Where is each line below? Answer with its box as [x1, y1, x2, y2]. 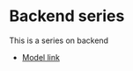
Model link [21, 52, 60, 62]
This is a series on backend [9, 35, 108, 46]
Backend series [9, 6, 125, 26]
